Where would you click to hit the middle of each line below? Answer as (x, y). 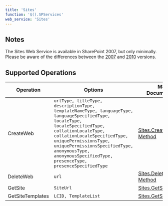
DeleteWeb (20, 177)
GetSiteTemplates (28, 196)
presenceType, (70, 161)
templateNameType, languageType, (93, 111)
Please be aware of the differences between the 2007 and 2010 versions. (81, 57)
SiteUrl (63, 188)
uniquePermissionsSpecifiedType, (93, 146)
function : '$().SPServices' (34, 15)
